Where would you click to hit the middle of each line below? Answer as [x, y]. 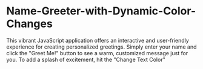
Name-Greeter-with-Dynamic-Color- [101, 11]
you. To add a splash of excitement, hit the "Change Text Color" [86, 59]
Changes [29, 24]
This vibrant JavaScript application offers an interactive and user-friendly [98, 40]
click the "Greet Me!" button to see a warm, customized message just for [97, 53]
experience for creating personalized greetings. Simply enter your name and [101, 47]
